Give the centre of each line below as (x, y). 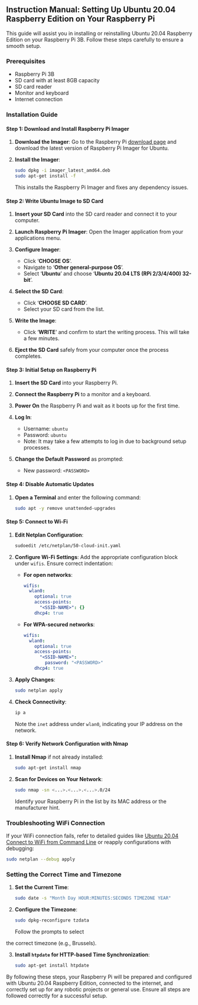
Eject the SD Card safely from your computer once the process (92, 350)
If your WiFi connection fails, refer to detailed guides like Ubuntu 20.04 (92, 836)
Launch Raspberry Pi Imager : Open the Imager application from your (99, 232)
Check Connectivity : (40, 702)
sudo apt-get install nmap (48, 768)
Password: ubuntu (45, 435)
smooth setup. (24, 46)
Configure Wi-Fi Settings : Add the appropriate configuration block (96, 557)
